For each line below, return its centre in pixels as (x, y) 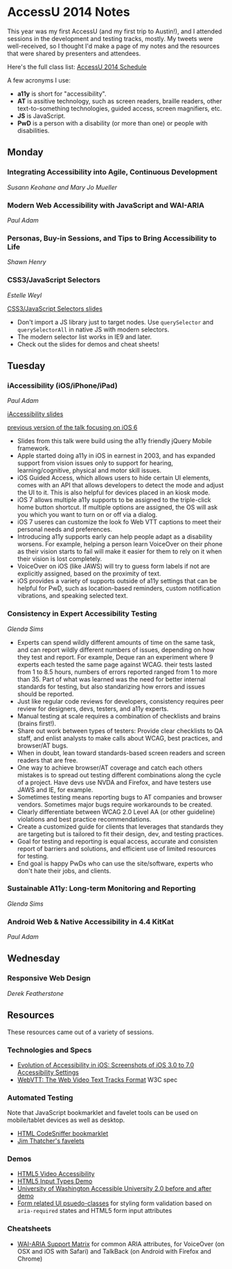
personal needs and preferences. (64, 529)
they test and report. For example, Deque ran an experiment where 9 (115, 657)
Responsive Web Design (49, 978)
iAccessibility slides (35, 414)
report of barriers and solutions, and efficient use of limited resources (117, 848)
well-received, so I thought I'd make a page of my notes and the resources (114, 46)
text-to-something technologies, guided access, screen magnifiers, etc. (119, 108)
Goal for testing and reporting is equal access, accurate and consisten (117, 841)
